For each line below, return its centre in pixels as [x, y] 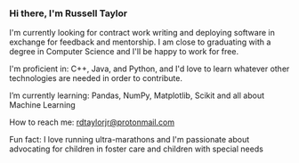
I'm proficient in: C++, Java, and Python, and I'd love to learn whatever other [149, 69]
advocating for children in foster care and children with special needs [137, 149]
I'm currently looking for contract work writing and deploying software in [142, 33]
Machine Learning [42, 105]
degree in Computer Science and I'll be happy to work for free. [124, 52]
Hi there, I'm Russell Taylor [68, 13]
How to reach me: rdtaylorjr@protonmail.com [92, 122]
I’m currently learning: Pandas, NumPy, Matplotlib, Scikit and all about [137, 95]
